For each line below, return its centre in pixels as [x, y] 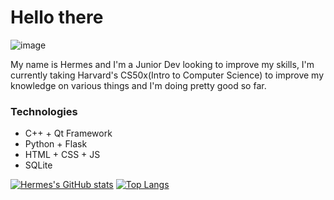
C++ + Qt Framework [68, 133]
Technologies [44, 111]
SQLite [38, 165]
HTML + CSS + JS [62, 155]
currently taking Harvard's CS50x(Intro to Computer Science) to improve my [167, 75]
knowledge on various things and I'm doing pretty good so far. [138, 85]
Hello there [57, 17]
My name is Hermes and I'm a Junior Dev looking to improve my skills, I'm [162, 64]
